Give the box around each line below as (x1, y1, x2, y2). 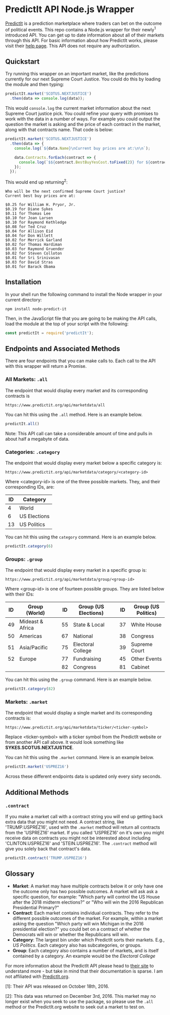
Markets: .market (5, 698, 48, 705)
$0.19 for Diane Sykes (5, 206, 53, 212)
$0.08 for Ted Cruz (5, 224, 47, 229)
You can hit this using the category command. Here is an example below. (5, 534, 157, 540)
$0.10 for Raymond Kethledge (5, 220, 67, 225)
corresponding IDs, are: (5, 484, 55, 490)
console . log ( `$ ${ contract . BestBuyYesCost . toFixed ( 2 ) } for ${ (18, 159, 151, 165)
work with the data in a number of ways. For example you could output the (5, 116, 160, 122)
